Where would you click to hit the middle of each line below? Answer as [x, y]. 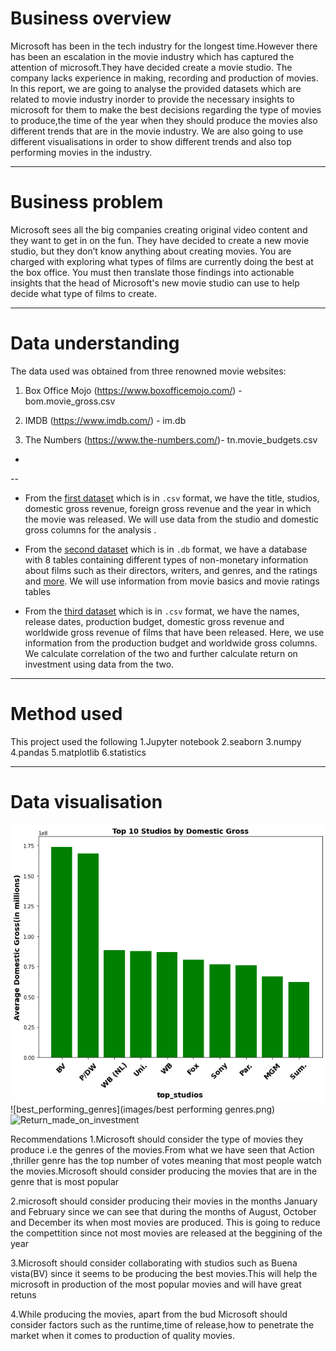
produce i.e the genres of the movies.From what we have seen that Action [162, 1150]
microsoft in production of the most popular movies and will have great [156, 1284]
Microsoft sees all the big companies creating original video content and [159, 229]
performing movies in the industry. [81, 152]
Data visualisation [86, 801]
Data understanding [95, 343]
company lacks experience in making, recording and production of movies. [164, 78]
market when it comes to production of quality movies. [122, 1336]
